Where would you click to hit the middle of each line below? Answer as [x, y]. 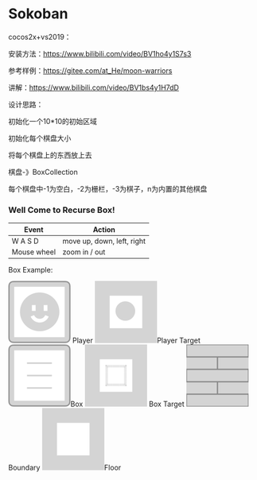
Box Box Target [127, 404]
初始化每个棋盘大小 [40, 138]
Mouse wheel [34, 252]
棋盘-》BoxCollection [43, 172]
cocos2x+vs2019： [40, 37]
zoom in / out [84, 252]
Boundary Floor [65, 467]
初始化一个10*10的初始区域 [53, 121]
